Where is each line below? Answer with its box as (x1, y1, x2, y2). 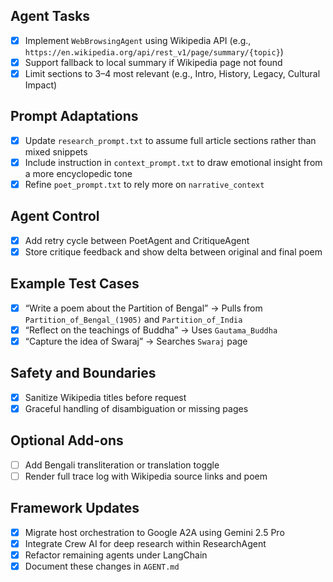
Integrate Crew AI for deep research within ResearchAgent (24, 537, 267, 549)
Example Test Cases (10, 275, 140, 293)
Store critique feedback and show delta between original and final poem (24, 245, 323, 258)
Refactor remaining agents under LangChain (24, 549, 208, 561)
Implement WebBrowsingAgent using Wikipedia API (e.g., (24, 34, 252, 46)
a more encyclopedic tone (24, 167, 133, 179)
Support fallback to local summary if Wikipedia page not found (24, 56, 283, 68)
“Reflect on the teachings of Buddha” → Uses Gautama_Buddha (24, 324, 278, 336)
